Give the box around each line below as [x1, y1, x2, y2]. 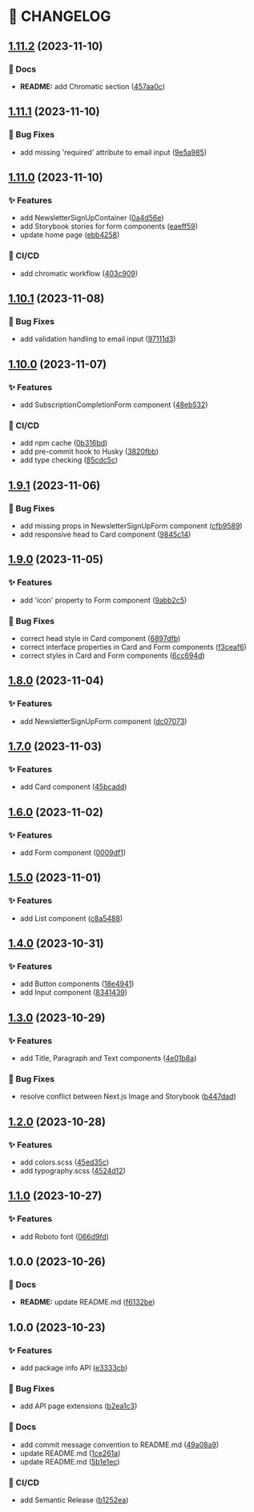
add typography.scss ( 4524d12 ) [19, 1166, 126, 1175]
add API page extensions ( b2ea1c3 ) [19, 1401, 138, 1411]
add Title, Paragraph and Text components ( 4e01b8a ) [19, 1054, 197, 1063]
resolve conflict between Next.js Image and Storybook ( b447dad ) [19, 1091, 236, 1101]
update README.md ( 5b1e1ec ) [19, 1457, 120, 1466]
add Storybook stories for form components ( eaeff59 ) [19, 221, 199, 232]
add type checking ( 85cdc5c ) [19, 455, 119, 465]
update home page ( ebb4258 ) [19, 230, 120, 240]
